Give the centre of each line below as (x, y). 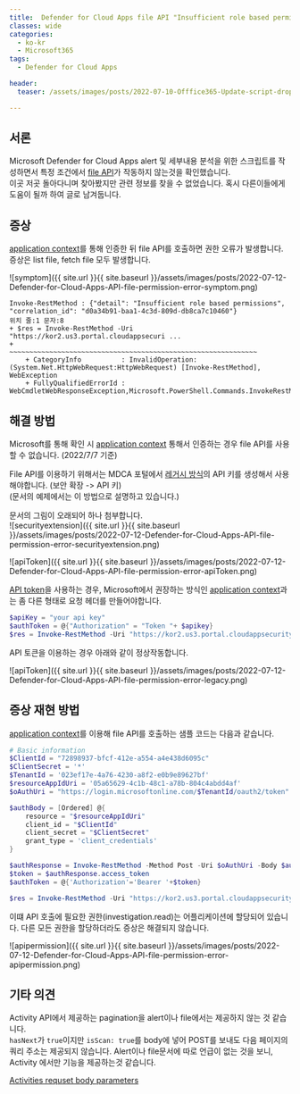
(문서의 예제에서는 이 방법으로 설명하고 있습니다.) (95, 497)
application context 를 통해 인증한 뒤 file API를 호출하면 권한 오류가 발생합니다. (146, 249)
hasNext (24, 1041)
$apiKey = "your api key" (57, 618)
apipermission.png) (45, 965)
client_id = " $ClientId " (71, 824)
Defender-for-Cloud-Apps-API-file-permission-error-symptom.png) (134, 288)
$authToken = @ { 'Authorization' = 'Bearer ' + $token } (105, 882)
